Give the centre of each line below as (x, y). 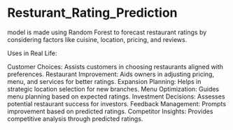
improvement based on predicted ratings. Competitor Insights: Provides (110, 111)
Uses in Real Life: (32, 53)
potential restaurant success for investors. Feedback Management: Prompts (116, 103)
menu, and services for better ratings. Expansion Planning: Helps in (104, 81)
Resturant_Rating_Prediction (92, 13)
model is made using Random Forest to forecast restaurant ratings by (107, 32)
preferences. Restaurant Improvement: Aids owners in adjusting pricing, (111, 74)
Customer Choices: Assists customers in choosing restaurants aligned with (115, 66)
